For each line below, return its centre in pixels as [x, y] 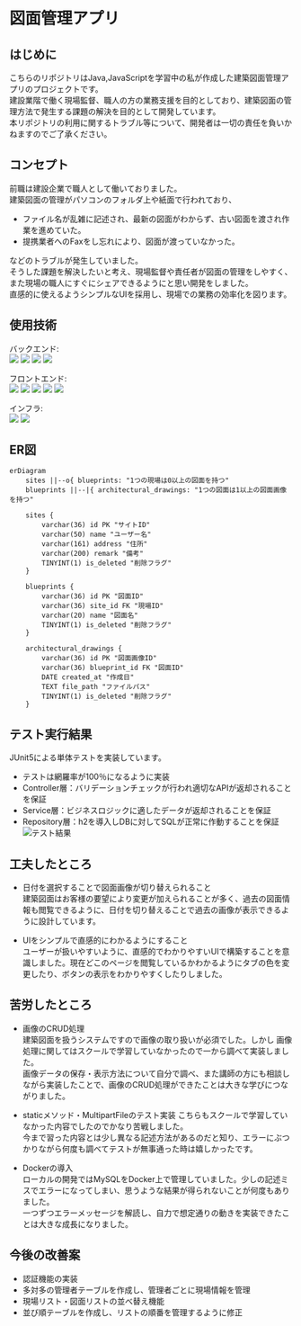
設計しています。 [69, 921]
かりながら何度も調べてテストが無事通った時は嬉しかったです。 [140, 1149]
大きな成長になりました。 [85, 1223]
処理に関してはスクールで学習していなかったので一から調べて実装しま [152, 1051]
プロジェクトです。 [68, 89]
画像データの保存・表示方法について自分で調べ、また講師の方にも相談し [156, 1073]
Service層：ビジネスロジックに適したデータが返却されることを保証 [146, 811]
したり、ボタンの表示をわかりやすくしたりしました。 [128, 974]
